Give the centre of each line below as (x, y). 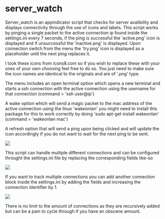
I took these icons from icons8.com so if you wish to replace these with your (82, 63)
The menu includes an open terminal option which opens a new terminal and (83, 83)
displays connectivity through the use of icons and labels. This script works (82, 27)
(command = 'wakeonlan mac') (37, 119)
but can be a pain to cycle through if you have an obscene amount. (73, 211)
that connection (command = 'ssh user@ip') (50, 94)
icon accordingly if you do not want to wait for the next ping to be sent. (77, 134)
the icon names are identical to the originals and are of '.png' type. (72, 73)
